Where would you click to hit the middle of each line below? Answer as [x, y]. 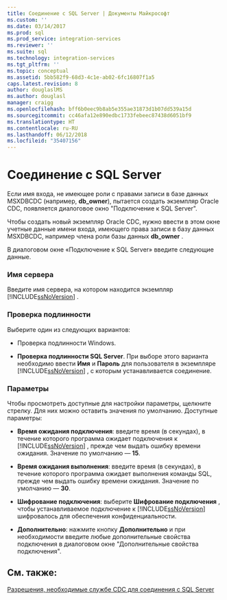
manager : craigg [30, 103]
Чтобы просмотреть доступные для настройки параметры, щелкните [109, 403]
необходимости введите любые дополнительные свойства [104, 536]
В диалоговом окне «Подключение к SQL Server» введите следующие [110, 250]
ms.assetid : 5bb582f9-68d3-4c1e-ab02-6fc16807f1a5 [81, 77]
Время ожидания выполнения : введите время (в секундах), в [109, 466]
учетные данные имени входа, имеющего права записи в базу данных [111, 229]
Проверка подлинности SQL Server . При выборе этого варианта [113, 356]
